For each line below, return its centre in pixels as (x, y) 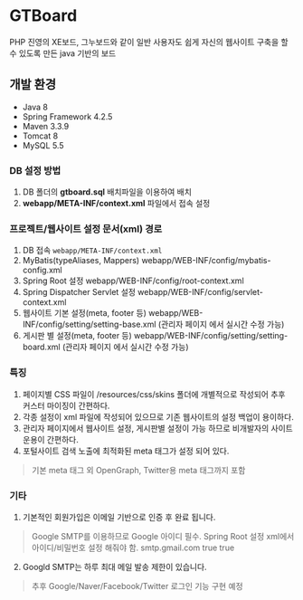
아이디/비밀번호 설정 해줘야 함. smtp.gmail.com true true (133, 548)
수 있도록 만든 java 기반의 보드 (63, 53)
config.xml (42, 270)
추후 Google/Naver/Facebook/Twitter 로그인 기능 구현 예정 (137, 586)
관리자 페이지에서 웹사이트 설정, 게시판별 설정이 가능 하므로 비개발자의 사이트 (158, 428)
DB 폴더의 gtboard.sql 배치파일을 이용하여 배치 (107, 192)
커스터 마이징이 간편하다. (66, 405)
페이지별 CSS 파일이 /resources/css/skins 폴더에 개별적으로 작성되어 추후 (154, 394)
